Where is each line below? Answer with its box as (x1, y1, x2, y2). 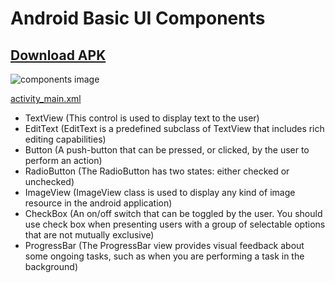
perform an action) (24, 155, 103, 166)
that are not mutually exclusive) (24, 229, 155, 241)
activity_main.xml (10, 93, 82, 104)
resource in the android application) (24, 197, 173, 209)
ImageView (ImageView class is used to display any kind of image (24, 187, 296, 198)
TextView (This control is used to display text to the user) (24, 112, 260, 124)
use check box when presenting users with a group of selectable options (24, 218, 326, 230)
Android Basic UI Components (10, 7, 266, 30)
